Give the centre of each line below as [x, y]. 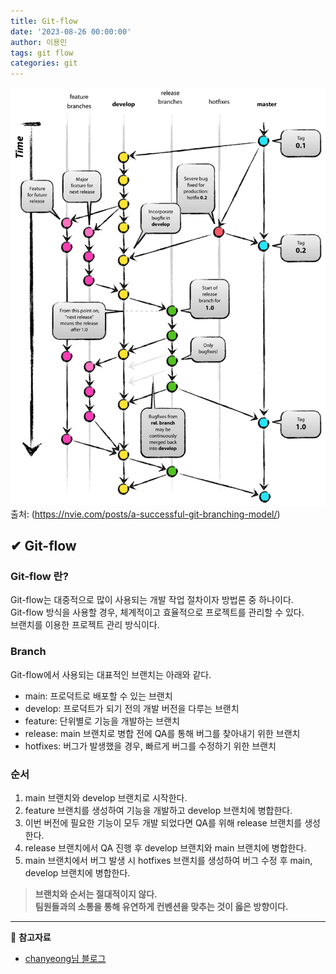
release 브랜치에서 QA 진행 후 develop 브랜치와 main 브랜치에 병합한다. [165, 847]
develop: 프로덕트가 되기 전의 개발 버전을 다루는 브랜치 [132, 708]
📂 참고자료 [31, 937]
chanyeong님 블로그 [65, 958]
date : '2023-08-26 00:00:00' [71, 31]
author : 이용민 [39, 42]
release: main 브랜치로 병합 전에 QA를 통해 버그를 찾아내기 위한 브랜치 [162, 733]
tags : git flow [42, 53]
